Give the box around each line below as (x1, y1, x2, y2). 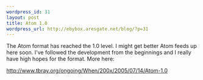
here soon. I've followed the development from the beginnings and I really (6, 49, 192, 56)
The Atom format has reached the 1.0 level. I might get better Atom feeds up (6, 42, 197, 50)
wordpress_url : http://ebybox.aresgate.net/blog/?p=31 (6, 25, 149, 32)
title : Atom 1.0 (6, 20, 48, 26)
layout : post (6, 15, 40, 21)
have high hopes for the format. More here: (6, 55, 115, 62)
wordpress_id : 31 (6, 8, 51, 15)
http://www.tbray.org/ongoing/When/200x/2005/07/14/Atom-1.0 (6, 67, 168, 75)
